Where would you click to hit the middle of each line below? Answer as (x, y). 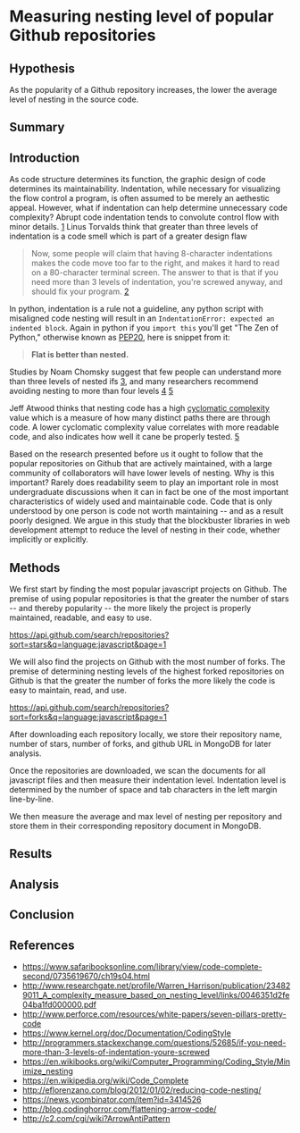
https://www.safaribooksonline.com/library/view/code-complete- (142, 966)
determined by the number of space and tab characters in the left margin (143, 790)
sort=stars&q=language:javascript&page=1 (88, 644)
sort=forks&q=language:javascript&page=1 (88, 718)
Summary (37, 127)
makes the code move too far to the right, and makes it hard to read (155, 263)
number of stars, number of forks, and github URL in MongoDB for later (140, 744)
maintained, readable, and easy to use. (81, 617)
